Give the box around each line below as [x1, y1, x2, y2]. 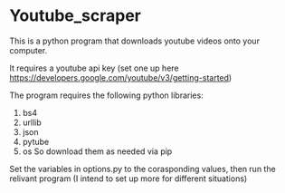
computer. [9, 44, 48, 55]
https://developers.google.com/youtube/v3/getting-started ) [9, 72, 233, 82]
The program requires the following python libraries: [9, 90, 204, 101]
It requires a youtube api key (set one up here [9, 63, 179, 73]
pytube [22, 136, 50, 147]
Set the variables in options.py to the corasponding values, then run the [9, 163, 276, 174]
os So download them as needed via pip [22, 146, 173, 157]
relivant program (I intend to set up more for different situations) [9, 173, 248, 184]
